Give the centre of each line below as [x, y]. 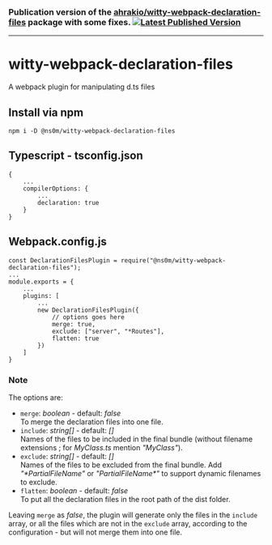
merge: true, [73, 324]
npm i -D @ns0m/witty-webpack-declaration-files [92, 131]
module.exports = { [41, 282]
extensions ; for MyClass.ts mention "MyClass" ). [102, 447]
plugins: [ [41, 296]
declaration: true [68, 202]
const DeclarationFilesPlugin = [63, 260]
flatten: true [75, 338]
